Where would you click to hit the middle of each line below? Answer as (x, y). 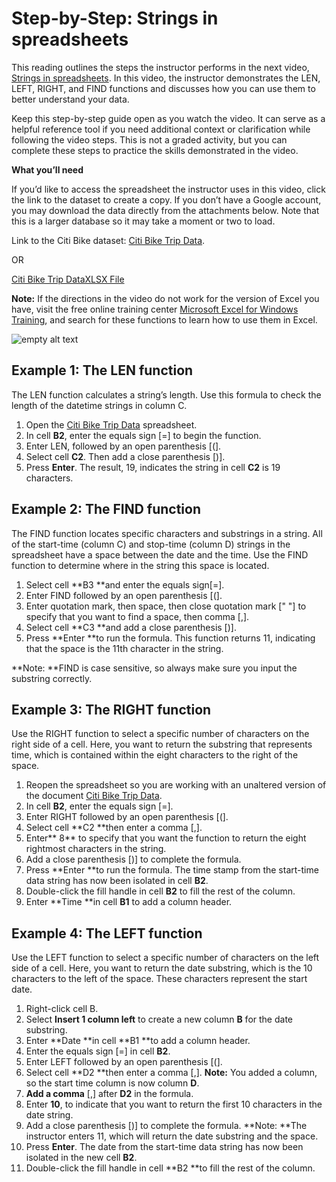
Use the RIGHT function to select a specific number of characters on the (160, 734)
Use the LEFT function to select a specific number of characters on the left (165, 958)
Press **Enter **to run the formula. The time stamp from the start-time (172, 870)
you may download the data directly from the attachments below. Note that (165, 210)
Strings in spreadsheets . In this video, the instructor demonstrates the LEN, (166, 78)
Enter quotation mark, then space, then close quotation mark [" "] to (166, 606)
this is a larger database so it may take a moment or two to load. (143, 221)
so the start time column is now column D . (112, 1083)
